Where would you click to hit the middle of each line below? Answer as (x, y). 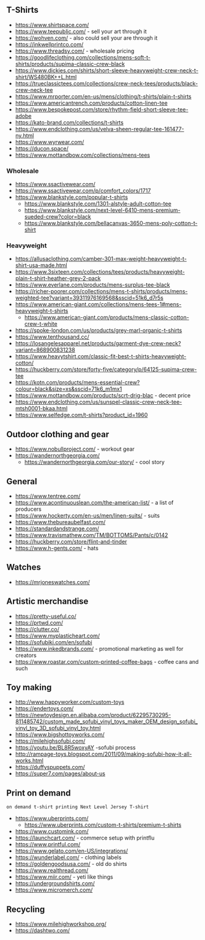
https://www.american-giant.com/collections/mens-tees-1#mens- (98, 304)
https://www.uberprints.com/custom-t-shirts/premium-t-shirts (103, 825)
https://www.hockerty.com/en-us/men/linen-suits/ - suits (88, 516)
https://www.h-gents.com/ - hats (57, 548)
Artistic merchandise (47, 602)
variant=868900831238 (45, 350)
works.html (29, 761)
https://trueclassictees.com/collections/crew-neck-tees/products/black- (106, 83)
